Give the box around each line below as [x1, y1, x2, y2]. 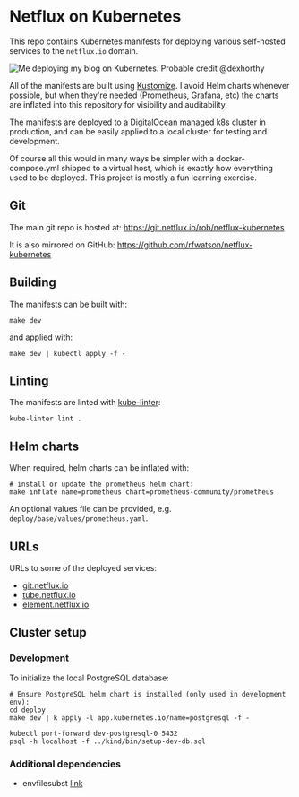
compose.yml [9, 162, 60, 173]
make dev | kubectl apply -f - [9, 349, 126, 358]
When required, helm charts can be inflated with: [9, 463, 190, 473]
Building [9, 275, 56, 290]
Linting [9, 373, 49, 388]
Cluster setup [9, 625, 87, 640]
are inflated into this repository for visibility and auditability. [9, 99, 228, 109]
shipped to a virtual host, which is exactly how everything [61, 162, 273, 173]
